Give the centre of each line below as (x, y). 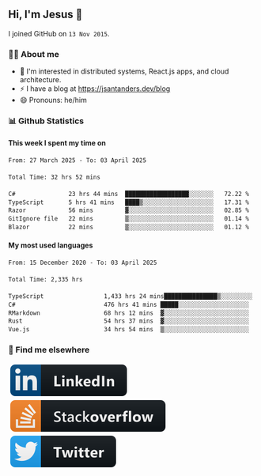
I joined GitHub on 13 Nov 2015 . (59, 33)
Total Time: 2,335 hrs (45, 280)
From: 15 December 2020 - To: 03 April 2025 (83, 263)
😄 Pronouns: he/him (53, 100)
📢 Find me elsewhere (49, 350)
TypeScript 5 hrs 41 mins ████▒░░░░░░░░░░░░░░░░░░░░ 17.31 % (129, 202)
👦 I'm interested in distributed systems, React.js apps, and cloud (124, 71)
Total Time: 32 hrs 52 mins (55, 177)
